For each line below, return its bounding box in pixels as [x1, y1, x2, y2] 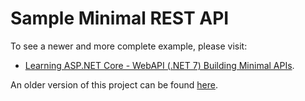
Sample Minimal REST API [10, 7, 230, 30]
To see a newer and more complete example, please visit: [10, 40, 248, 52]
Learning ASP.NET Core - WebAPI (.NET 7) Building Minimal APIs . [24, 59, 295, 71]
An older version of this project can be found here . [10, 78, 218, 91]
